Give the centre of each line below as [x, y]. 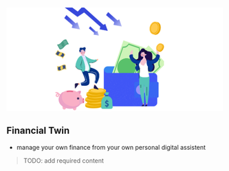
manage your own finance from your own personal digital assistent [111, 147]
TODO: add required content [64, 160]
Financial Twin [38, 131]
